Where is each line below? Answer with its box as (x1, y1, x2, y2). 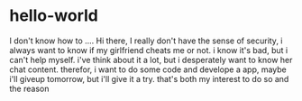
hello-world (9, 5, 99, 26)
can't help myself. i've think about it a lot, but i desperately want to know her (9, 54, 293, 65)
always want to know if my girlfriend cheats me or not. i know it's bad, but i (9, 44, 288, 55)
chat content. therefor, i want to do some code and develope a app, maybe (9, 64, 287, 75)
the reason (9, 83, 50, 94)
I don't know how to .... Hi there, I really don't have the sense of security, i (9, 35, 283, 46)
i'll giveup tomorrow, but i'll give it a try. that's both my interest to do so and (9, 73, 289, 84)
